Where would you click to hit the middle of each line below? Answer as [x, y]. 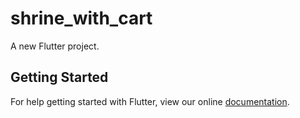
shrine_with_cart [81, 18]
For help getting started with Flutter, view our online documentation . [150, 101]
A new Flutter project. [55, 46]
